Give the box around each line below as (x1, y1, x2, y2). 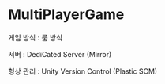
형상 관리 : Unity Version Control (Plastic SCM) (8, 66, 158, 76)
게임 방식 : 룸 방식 (8, 32, 63, 42)
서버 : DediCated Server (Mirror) (8, 49, 112, 59)
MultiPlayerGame (8, 6, 125, 24)
